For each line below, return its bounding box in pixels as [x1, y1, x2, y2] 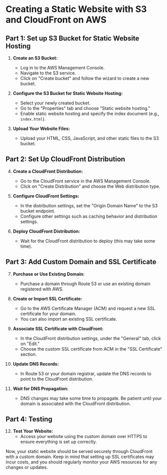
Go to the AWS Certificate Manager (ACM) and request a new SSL [20, 305, 156, 311]
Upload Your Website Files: [12, 126, 70, 131]
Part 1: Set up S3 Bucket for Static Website [5, 34, 140, 42]
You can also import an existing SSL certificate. [20, 316, 117, 322]
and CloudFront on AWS [5, 14, 106, 25]
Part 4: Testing [5, 415, 53, 424]
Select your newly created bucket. [20, 100, 91, 106]
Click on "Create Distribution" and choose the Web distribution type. [20, 183, 161, 189]
